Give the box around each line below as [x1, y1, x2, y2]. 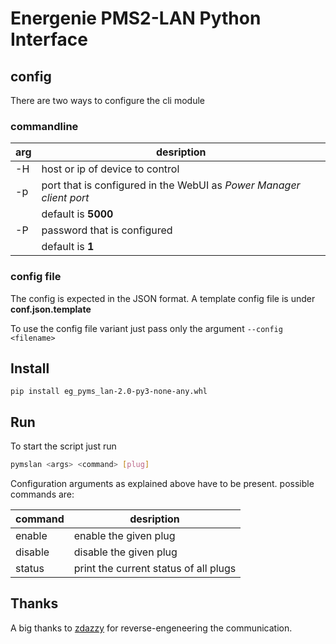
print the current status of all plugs [73, 562, 237, 576]
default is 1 [41, 240, 95, 254]
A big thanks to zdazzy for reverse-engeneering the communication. [10, 622, 293, 634]
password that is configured [41, 223, 173, 237]
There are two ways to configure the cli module [10, 95, 205, 106]
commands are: [10, 488, 75, 501]
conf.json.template [10, 303, 92, 315]
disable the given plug [73, 545, 178, 559]
